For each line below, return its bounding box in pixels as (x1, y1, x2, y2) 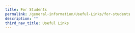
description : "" (5, 16, 38, 21)
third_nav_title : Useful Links (5, 20, 69, 26)
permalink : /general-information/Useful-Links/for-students (5, 12, 131, 16)
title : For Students (5, 7, 48, 12)
